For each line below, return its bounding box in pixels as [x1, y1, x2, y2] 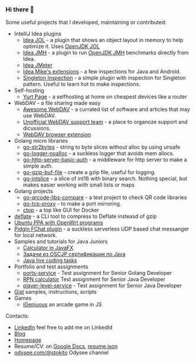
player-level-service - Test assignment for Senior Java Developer [22, 282, 182, 289]
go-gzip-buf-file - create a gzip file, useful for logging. [22, 169, 156, 176]
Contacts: [5, 312, 30, 319]
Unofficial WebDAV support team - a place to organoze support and [22, 118, 188, 126]
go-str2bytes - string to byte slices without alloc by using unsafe [22, 143, 181, 150]
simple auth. [22, 162, 53, 169]
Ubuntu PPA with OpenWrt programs [14, 219, 103, 226]
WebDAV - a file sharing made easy [14, 100, 101, 107]
